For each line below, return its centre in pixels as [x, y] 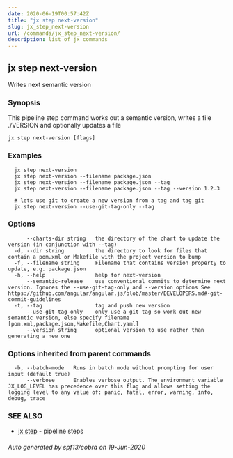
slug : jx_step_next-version [49, 26]
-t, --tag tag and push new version [92, 305]
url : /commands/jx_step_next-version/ [64, 33]
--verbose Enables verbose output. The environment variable [124, 381]
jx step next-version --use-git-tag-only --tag [85, 206]
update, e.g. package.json [47, 269]
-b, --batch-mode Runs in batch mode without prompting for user [114, 368]
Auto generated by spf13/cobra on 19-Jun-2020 [77, 448]
